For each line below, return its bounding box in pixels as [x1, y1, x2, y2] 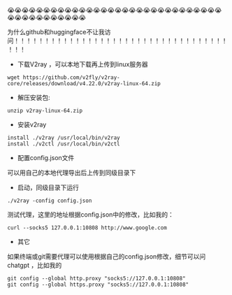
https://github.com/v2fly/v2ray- [22, 74, 120, 81]
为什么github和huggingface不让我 [7, 28, 105, 36]
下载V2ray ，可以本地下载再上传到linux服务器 [17, 60, 148, 69]
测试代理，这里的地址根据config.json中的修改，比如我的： [7, 210, 175, 219]
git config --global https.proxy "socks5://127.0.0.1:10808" [7, 281, 189, 288]
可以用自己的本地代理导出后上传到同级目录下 [7, 168, 136, 177]
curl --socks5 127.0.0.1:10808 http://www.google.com [7, 224, 168, 231]
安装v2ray [17, 120, 47, 129]
